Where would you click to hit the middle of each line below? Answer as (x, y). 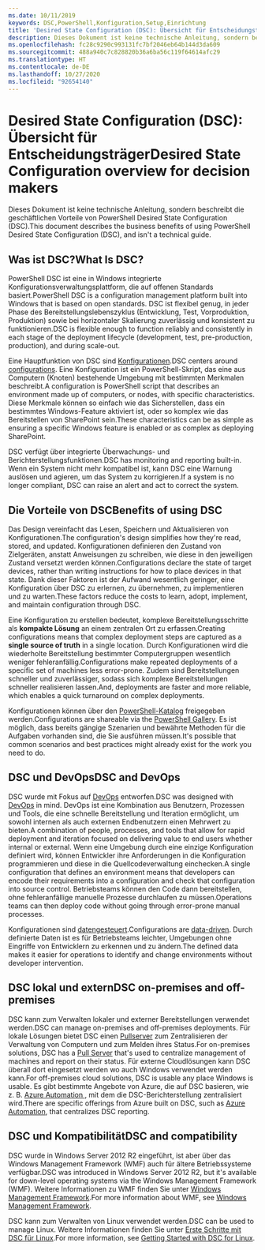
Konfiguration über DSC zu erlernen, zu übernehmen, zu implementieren (126, 588)
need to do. (27, 753)
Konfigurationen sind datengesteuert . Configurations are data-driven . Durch (131, 929)
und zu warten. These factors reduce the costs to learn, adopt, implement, (128, 596)
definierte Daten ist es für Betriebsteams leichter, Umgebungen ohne (120, 937)
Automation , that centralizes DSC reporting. (79, 1111)
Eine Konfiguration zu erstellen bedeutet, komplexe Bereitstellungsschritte (128, 620)
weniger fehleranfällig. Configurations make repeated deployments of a (123, 662)
